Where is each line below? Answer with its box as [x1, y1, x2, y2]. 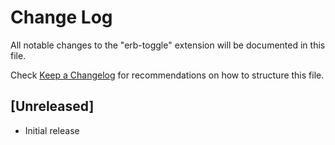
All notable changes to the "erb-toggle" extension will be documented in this [10, 39, 326, 51]
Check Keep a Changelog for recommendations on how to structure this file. [10, 69, 325, 81]
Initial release [24, 124, 80, 136]
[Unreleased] [10, 98, 95, 115]
